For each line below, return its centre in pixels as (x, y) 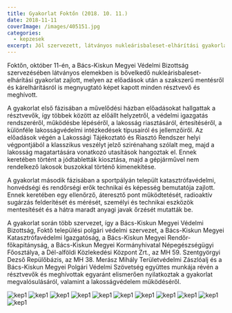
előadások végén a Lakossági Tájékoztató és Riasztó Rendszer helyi (104, 137)
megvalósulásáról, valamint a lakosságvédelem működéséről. (94, 282)
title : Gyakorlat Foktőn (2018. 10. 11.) (68, 13)
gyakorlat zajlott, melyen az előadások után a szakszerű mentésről (129, 80)
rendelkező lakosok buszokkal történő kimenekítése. (82, 167)
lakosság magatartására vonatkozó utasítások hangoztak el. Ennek (102, 152)
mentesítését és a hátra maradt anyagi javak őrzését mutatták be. (100, 209)
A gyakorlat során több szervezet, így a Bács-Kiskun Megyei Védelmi (105, 223)
